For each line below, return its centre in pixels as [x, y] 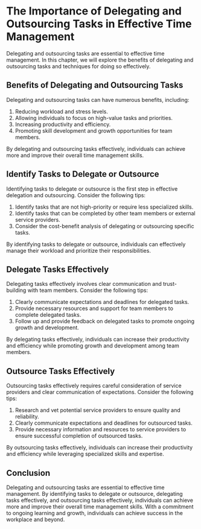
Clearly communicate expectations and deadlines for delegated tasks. [102, 302]
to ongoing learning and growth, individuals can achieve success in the [94, 513]
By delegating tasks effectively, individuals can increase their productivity [98, 340]
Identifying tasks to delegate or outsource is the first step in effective [92, 189]
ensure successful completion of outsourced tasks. [79, 436]
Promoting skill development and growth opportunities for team [94, 130]
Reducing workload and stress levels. [62, 111]
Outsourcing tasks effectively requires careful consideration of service [94, 386]
